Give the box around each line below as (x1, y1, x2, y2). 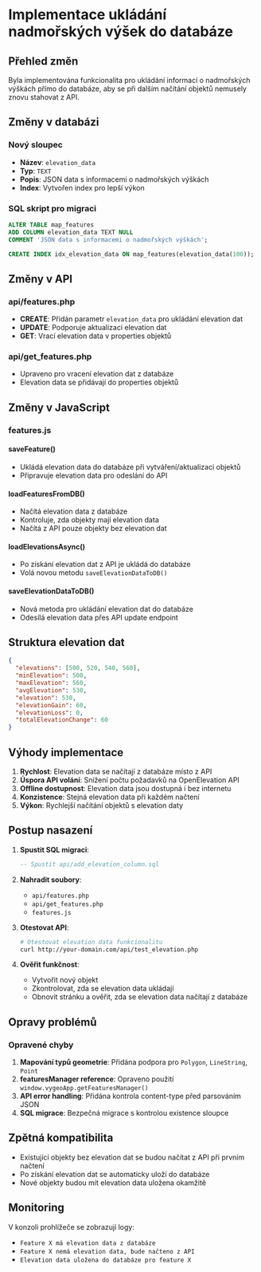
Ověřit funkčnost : (19, 959, 80, 970)
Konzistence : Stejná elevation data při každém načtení (19, 792, 201, 801)
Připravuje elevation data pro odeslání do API (19, 471, 168, 480)
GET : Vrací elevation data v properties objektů (19, 331, 172, 341)
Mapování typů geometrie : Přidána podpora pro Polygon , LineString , (19, 1057, 248, 1067)
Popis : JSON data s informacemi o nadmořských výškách (19, 174, 209, 184)
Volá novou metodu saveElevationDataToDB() (19, 568, 168, 577)
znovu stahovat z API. (8, 93, 80, 101)
